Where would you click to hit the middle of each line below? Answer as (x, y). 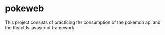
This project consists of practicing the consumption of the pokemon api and (83, 22)
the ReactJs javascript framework (40, 27)
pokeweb (25, 9)
